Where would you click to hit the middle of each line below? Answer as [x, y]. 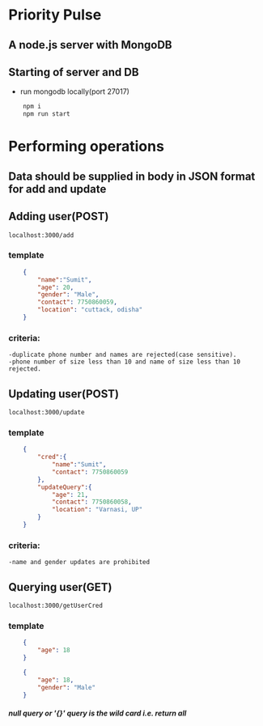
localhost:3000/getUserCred [56, 606]
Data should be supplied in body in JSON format [132, 176]
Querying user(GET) [60, 587]
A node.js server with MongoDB [90, 45]
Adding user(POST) [59, 217]
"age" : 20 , [56, 287]
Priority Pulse [55, 15]
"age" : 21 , [70, 495]
